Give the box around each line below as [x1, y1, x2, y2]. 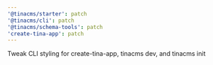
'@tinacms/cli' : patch [7, 17, 75, 24]
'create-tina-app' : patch [7, 30, 84, 37]
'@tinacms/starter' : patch [7, 10, 87, 18]
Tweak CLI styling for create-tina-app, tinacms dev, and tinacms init [7, 49, 206, 58]
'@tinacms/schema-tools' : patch [7, 23, 103, 30]
